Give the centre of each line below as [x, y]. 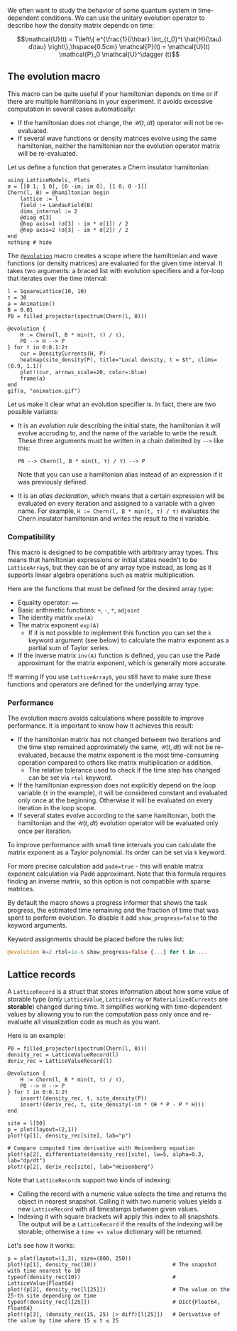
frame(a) [33, 378]
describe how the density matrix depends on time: [81, 25]
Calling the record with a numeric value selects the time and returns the [122, 1194]
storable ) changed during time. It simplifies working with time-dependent [115, 1007]
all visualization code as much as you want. [97, 1022]
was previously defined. [53, 482]
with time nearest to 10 [44, 1271]
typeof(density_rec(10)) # [92, 1277]
